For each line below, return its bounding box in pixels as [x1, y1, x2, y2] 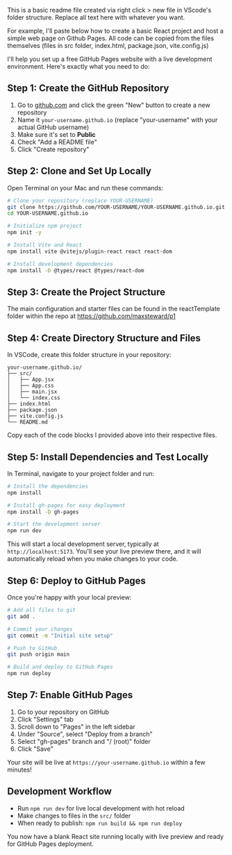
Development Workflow [7, 786, 113, 797]
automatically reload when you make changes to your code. [7, 555, 179, 563]
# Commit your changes [7, 625, 73, 633]
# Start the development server [7, 521, 101, 528]
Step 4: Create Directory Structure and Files [7, 332, 201, 344]
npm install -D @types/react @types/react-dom [7, 267, 144, 274]
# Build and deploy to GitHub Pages [7, 663, 113, 671]
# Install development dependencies [7, 260, 113, 267]
